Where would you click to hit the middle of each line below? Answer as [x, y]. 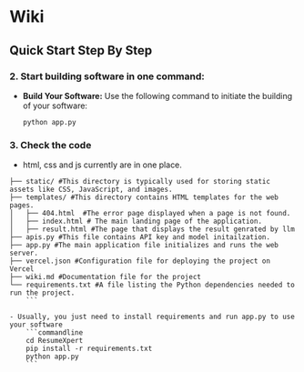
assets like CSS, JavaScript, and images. [91, 190]
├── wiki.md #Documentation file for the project [106, 277]
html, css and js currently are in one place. [102, 165]
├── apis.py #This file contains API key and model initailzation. [140, 237]
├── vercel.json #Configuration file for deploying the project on [140, 261]
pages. [22, 206]
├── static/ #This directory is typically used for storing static [140, 182]
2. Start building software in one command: [107, 76]
